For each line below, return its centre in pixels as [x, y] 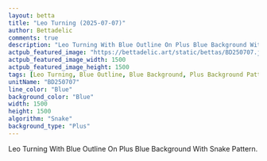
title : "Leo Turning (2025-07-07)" [67, 23]
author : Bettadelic [41, 30]
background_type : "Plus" [49, 126]
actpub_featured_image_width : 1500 [67, 60]
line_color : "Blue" [41, 89]
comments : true [33, 38]
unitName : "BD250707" [44, 82]
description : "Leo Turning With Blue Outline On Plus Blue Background [128, 45]
